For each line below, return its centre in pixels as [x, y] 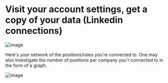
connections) [34, 31]
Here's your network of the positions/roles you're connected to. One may [81, 55]
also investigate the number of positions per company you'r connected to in [84, 60]
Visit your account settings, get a [76, 9]
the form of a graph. [26, 65]
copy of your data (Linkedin [64, 20]
